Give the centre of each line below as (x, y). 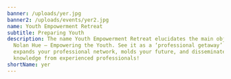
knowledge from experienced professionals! (76, 58)
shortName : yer (29, 65)
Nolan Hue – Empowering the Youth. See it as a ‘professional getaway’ (118, 45)
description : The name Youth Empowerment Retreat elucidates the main (110, 39)
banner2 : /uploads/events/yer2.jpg (58, 20)
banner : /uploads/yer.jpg (44, 13)
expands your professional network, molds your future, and (101, 52)
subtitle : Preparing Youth (46, 33)
